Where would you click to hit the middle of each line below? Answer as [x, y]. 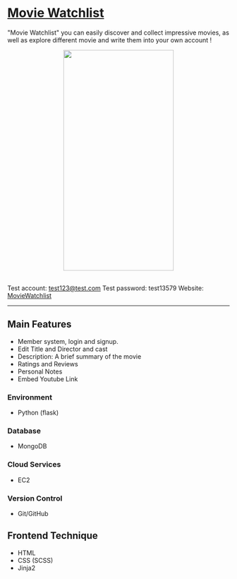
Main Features [39, 324]
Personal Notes [40, 371]
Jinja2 [26, 568]
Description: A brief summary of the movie [79, 356]
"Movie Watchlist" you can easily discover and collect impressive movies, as [118, 32]
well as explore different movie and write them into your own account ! [110, 40]
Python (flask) [38, 413]
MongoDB [32, 446]
